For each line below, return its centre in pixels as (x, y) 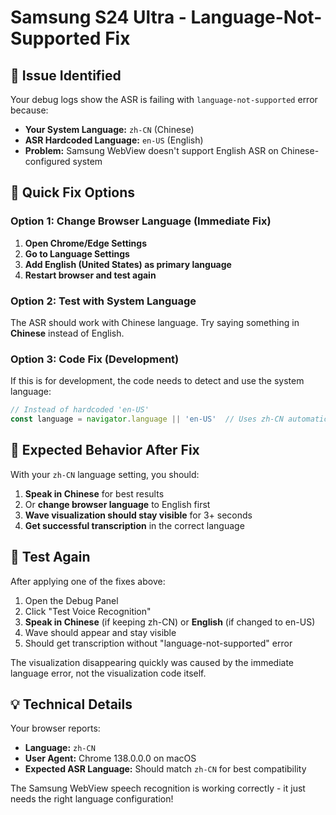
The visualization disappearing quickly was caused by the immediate (152, 662)
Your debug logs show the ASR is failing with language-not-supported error (164, 99)
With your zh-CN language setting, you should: (105, 474)
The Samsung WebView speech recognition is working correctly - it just (158, 788)
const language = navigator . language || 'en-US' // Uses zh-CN (147, 419)
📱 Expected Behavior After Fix (105, 450)
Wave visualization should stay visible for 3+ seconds (138, 515)
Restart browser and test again (90, 275)
